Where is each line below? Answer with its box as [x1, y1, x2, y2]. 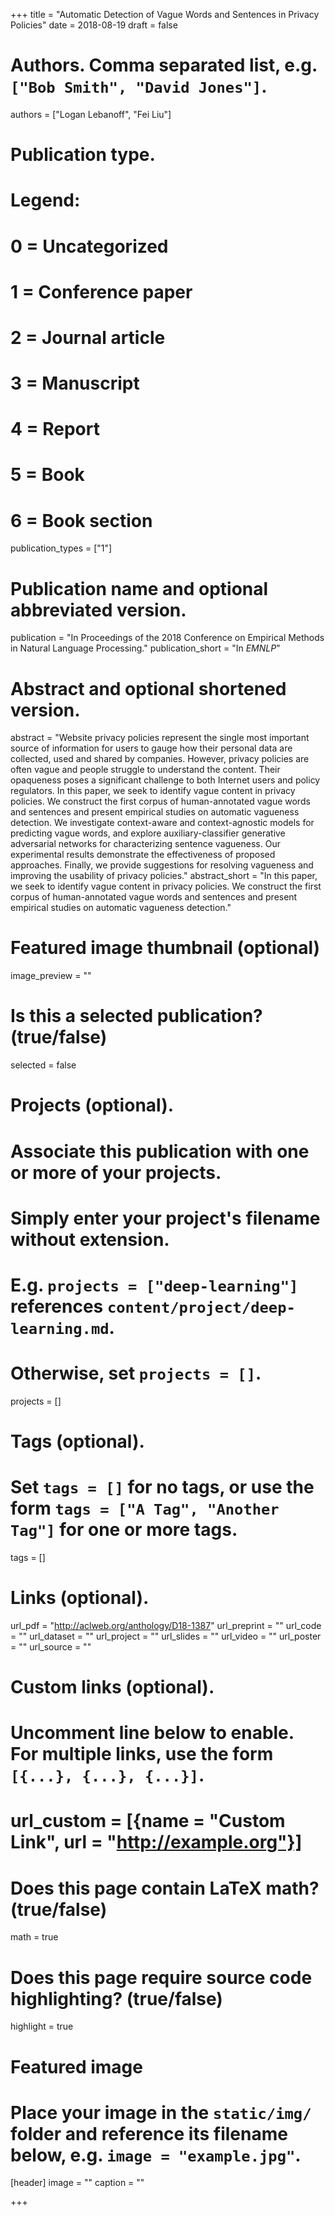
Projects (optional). [10, 1094, 175, 1117]
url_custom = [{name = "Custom [10, 1810, 286, 1833]
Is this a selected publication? [10, 1005, 263, 1028]
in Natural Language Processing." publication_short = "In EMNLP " [10, 642, 281, 654]
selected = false [10, 1059, 77, 1071]
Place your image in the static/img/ [10, 2101, 312, 2124]
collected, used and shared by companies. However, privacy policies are [10, 753, 310, 765]
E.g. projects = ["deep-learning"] [10, 1274, 299, 1296]
